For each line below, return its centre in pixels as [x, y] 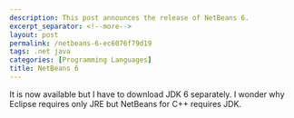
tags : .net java [40, 52]
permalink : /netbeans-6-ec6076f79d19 [81, 43]
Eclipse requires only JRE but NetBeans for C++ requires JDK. [126, 103]
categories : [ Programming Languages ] [81, 60]
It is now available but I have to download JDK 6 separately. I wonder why [147, 94]
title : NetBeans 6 [44, 69]
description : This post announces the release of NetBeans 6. [129, 18]
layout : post [34, 34]
